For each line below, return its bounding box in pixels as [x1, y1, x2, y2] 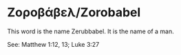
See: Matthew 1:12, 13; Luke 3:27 [7, 40, 100, 48]
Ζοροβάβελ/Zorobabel [7, 5, 141, 20]
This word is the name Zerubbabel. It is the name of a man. [7, 27, 174, 35]
